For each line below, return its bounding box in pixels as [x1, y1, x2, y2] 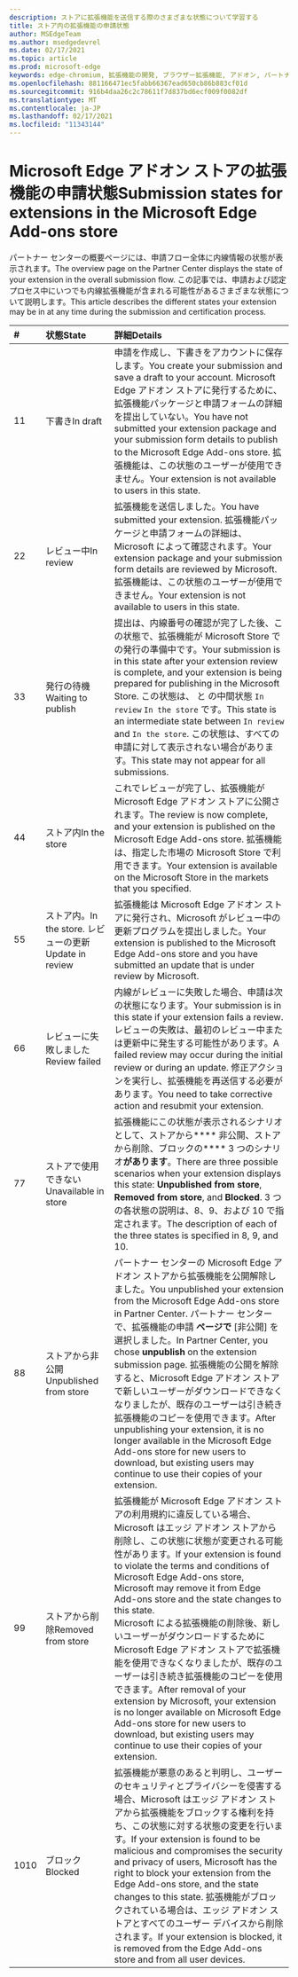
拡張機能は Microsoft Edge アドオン [114, 898, 263, 910]
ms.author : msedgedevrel [9, 37, 101, 47]
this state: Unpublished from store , [114, 1178, 263, 1190]
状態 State [45, 329, 87, 341]
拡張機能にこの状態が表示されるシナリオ [114, 1115, 283, 1127]
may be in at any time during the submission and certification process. [9, 306, 266, 317]
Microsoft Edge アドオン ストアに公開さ [114, 795, 281, 807]
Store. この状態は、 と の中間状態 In [114, 689, 264, 702]
